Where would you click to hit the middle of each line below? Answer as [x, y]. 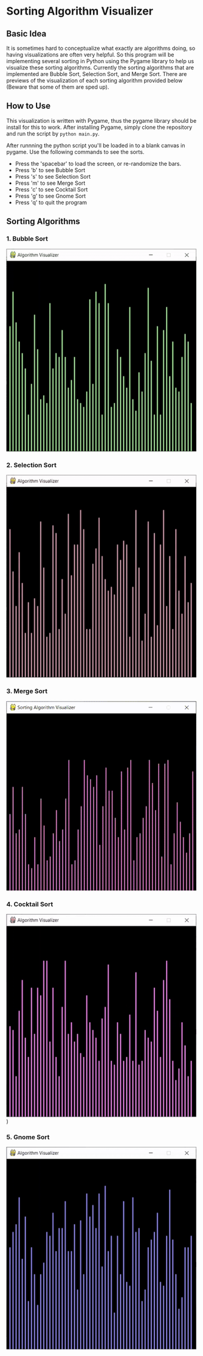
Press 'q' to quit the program [51, 202]
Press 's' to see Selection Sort [53, 176]
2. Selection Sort [31, 465]
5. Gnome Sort [28, 1137]
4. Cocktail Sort [30, 904]
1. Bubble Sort [27, 239]
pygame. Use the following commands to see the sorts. [75, 152]
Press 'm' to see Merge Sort [50, 183]
